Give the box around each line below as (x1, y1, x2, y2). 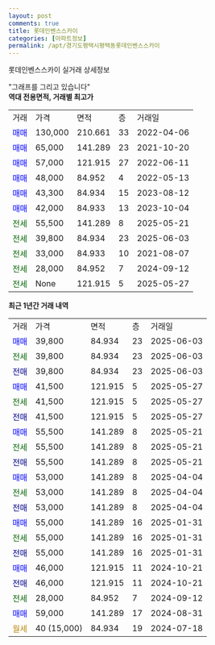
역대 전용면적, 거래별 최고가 (8, 92, 94, 102)
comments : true (8, 19, 60, 27)
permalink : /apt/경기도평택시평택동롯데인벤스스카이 (8, 42, 160, 50)
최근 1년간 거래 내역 (8, 301, 69, 310)
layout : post (8, 11, 52, 20)
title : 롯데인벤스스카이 (8, 27, 78, 35)
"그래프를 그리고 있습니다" (8, 82, 91, 92)
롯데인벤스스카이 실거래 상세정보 (8, 65, 110, 75)
